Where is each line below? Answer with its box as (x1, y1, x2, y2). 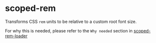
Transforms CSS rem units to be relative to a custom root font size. (5, 19, 137, 24)
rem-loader (5, 33, 28, 39)
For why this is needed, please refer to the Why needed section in (5, 28, 133, 33)
